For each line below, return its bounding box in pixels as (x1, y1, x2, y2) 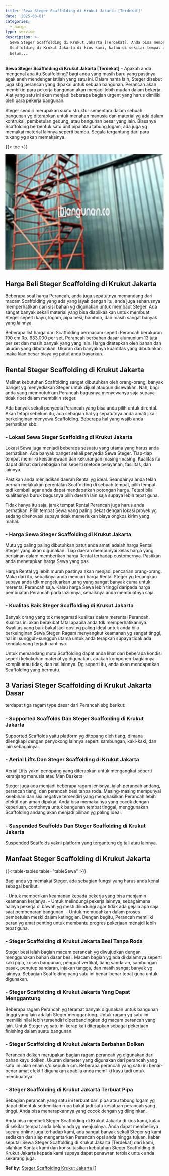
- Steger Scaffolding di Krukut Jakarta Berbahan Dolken (5, 1040, 144, 1047)
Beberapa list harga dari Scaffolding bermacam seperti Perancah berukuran (5, 329, 162, 335)
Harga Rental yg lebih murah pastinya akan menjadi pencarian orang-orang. (5, 568, 162, 574)
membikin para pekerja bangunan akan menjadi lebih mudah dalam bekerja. (5, 86, 162, 93)
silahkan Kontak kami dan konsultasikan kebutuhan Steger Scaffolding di (5, 1145, 156, 1151)
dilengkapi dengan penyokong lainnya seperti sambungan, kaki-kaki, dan (5, 738, 157, 744)
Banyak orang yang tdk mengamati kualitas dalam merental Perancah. (5, 613, 150, 620)
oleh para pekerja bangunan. (5, 97, 65, 104)
